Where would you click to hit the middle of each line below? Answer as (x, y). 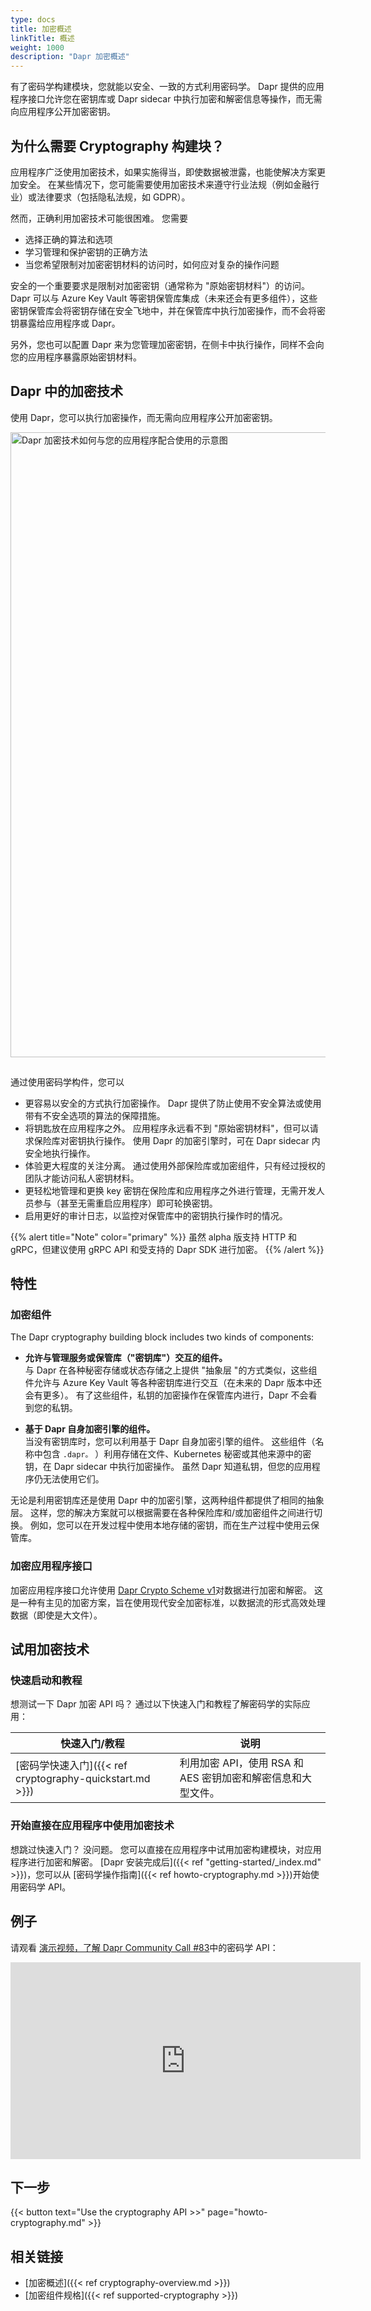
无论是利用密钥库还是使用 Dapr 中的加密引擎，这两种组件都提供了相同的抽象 (167, 1500)
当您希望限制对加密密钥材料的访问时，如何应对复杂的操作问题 (152, 264)
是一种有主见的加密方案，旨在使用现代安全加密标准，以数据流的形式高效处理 (168, 1602)
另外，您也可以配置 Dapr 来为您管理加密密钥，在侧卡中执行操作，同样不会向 (167, 344)
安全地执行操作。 (60, 1153)
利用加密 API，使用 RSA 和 (241, 1763)
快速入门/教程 (92, 1744)
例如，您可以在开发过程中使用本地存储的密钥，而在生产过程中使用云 (170, 1525)
